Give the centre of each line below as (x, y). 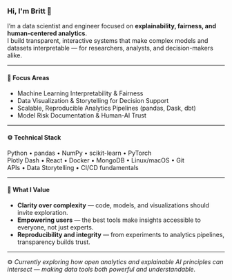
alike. (15, 55)
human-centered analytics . (47, 33)
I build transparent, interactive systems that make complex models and (108, 41)
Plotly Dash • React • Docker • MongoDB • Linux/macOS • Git (96, 160)
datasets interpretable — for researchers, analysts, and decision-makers (110, 48)
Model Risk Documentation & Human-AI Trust (81, 115)
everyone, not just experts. (55, 227)
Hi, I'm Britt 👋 (29, 11)
